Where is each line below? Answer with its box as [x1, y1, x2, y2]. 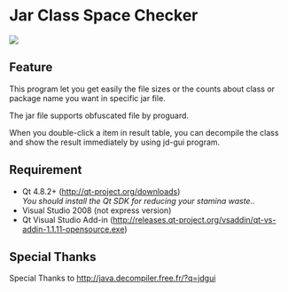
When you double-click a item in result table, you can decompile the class [9, 127, 279, 138]
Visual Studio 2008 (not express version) [21, 205, 172, 216]
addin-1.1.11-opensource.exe [21, 224, 125, 234]
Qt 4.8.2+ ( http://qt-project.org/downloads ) [21, 185, 181, 196]
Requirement [9, 162, 82, 178]
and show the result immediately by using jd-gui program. [9, 137, 221, 147]
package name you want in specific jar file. [9, 92, 166, 103]
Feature [9, 59, 53, 75]
